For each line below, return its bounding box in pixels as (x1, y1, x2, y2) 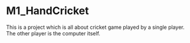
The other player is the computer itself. (6, 29, 100, 37)
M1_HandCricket (6, 4, 90, 18)
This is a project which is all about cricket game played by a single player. (6, 24, 185, 31)
